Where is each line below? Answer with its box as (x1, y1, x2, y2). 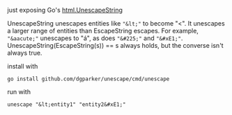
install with (7, 62, 38, 70)
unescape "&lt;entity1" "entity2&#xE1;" (7, 101, 127, 108)
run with (7, 88, 31, 96)
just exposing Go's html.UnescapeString (7, 6, 123, 14)
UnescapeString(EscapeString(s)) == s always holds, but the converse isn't (7, 42, 224, 49)
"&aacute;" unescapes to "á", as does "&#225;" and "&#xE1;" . (7, 34, 183, 42)
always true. (7, 48, 42, 57)
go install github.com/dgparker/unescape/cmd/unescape (7, 76, 170, 82)
